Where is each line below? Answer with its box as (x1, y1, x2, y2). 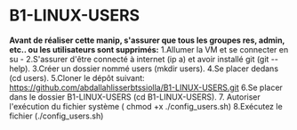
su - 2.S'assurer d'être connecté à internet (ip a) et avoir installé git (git (9, 53, 269, 64)
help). (9, 63, 31, 74)
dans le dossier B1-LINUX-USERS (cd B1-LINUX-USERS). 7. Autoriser (9, 91, 261, 102)
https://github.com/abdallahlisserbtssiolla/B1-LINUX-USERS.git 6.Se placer (9, 82, 283, 93)
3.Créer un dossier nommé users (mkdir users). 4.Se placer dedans (32, 63, 278, 74)
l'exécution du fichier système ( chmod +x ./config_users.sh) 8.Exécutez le (9, 101, 283, 111)
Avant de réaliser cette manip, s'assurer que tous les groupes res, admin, (9, 35, 285, 45)
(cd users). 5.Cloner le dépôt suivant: (9, 72, 145, 83)
